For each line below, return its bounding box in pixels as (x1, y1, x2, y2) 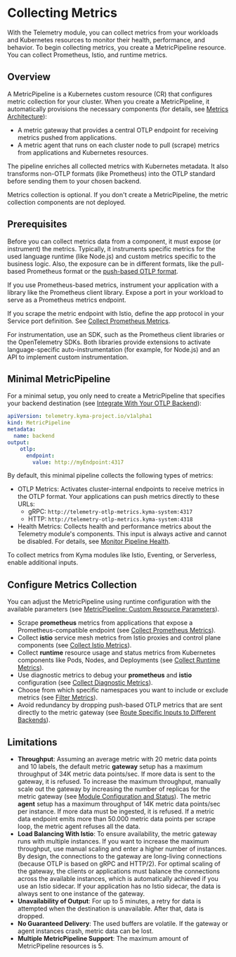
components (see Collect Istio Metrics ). (17, 641, 132, 649)
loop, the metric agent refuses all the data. (17, 822, 140, 830)
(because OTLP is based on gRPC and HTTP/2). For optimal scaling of (17, 860, 221, 868)
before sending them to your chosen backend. (7, 177, 142, 185)
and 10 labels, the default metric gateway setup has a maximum (17, 762, 203, 771)
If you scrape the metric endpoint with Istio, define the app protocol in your (7, 309, 225, 317)
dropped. (17, 912, 44, 920)
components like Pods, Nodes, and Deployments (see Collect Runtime (17, 656, 221, 664)
